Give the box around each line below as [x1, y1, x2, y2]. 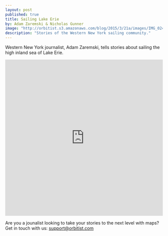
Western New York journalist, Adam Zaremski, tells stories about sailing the [5, 44, 160, 50]
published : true [5, 12, 39, 17]
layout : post [5, 7, 32, 12]
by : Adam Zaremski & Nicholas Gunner [5, 21, 84, 26]
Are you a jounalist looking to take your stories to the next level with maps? [5, 220, 159, 225]
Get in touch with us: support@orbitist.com [5, 225, 94, 231]
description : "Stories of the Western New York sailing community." [5, 30, 151, 35]
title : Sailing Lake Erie [5, 16, 59, 21]
